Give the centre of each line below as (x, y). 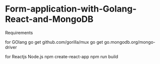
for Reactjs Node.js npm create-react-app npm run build (62, 56)
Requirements (19, 32)
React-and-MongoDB (49, 19)
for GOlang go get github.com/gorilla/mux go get (54, 42)
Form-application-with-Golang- (71, 9)
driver (11, 47)
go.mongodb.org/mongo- (130, 42)
